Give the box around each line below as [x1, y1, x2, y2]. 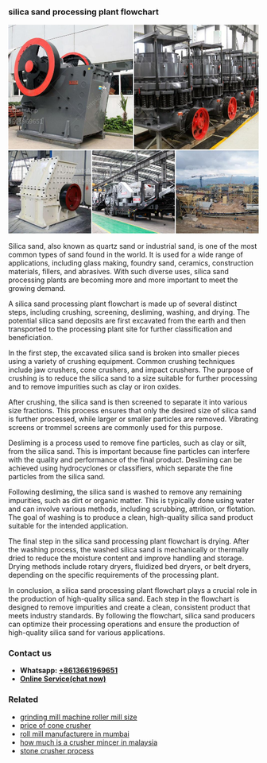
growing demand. [8, 283, 66, 292]
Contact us [8, 647, 52, 658]
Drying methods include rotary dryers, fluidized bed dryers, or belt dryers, [8, 561, 251, 571]
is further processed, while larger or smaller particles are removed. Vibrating [8, 414, 259, 424]
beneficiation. [8, 332, 53, 342]
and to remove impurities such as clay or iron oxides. [8, 381, 181, 391]
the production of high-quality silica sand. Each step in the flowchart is [8, 594, 240, 603]
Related [8, 694, 39, 705]
